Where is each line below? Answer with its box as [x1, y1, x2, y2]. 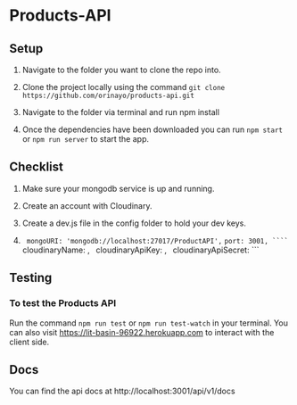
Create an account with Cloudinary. [21, 200, 153, 211]
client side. [9, 336, 50, 347]
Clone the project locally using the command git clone [21, 82, 226, 92]
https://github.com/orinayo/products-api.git [21, 91, 194, 100]
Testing [9, 270, 53, 285]
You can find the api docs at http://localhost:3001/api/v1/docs [9, 385, 235, 397]
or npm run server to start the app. [21, 134, 150, 144]
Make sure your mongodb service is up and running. [21, 183, 215, 194]
